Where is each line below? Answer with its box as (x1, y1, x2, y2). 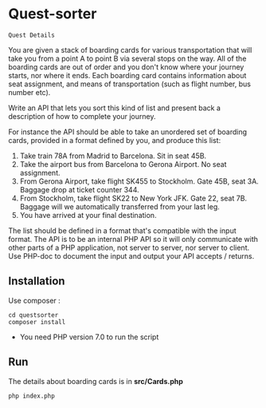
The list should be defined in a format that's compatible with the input (8, 225, 237, 236)
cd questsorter (8, 311, 59, 319)
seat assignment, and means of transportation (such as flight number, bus (8, 79, 251, 89)
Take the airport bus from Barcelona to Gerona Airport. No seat (19, 159, 227, 168)
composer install (8, 318, 66, 326)
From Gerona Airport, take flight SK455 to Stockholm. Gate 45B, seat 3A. (19, 176, 259, 186)
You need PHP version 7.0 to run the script (19, 332, 159, 342)
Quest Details (8, 31, 56, 39)
